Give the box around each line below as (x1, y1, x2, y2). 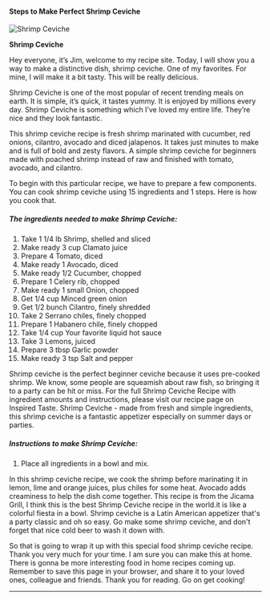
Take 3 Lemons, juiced (20, 337, 95, 347)
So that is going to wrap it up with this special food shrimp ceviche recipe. (9, 541, 254, 551)
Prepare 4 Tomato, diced (20, 251, 103, 261)
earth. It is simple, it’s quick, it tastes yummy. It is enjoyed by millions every (9, 96, 256, 106)
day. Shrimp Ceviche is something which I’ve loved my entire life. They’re (9, 105, 251, 115)
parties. (9, 420, 34, 430)
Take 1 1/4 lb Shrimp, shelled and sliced (20, 234, 151, 244)
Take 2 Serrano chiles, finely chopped (20, 311, 147, 321)
